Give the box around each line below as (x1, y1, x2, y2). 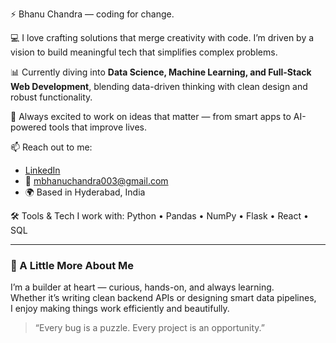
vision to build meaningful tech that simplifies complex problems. (10, 46, 278, 58)
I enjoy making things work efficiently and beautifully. (10, 303, 230, 315)
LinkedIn (24, 164, 61, 176)
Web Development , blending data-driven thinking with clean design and (10, 81, 308, 92)
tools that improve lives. (48, 121, 148, 133)
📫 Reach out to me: (10, 141, 93, 153)
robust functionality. (10, 91, 93, 103)
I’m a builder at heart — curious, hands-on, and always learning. (10, 281, 275, 293)
